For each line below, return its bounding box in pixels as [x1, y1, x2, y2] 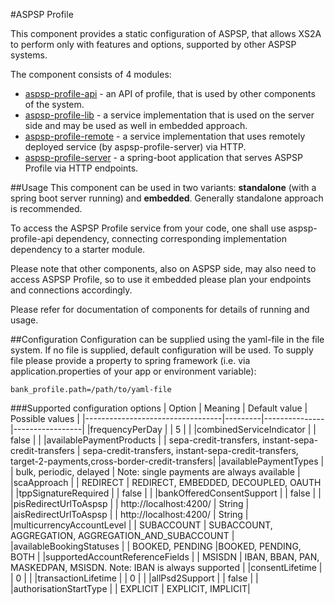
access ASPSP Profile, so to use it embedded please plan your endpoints [10, 274, 312, 285]
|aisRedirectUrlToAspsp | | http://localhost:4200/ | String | [10, 509, 249, 520]
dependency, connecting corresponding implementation [55, 233, 287, 244]
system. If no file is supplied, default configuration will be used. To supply [10, 344, 314, 356]
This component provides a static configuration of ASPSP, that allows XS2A [10, 28, 322, 39]
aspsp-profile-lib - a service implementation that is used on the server [24, 109, 315, 121]
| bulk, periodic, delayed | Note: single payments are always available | [10, 466, 301, 478]
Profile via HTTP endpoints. [24, 162, 139, 174]
